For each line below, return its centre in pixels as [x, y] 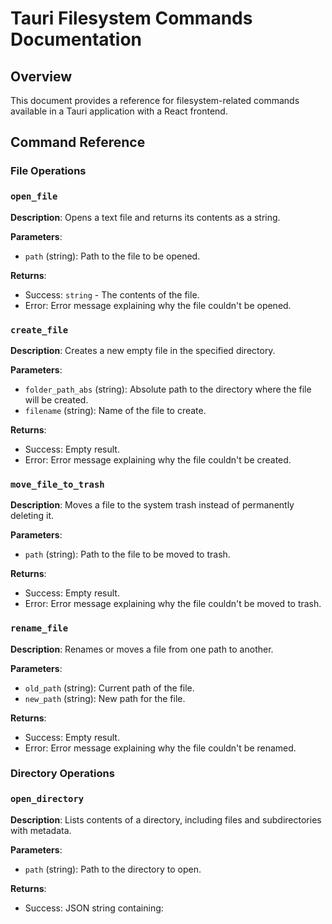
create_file [39, 330]
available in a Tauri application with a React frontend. [119, 111]
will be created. [56, 399]
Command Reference [78, 142]
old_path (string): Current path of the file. [109, 688]
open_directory [47, 799]
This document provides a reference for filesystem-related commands [155, 100]
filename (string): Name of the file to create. [115, 410]
